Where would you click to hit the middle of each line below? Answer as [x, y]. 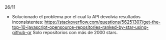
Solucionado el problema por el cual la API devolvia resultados [76, 17]
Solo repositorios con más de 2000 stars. [75, 32]
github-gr [22, 32]
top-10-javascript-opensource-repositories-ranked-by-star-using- [80, 27]
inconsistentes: [27, 22]
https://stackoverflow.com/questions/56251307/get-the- [102, 22]
